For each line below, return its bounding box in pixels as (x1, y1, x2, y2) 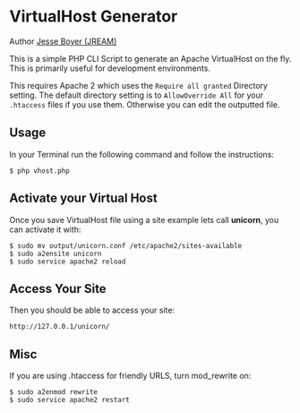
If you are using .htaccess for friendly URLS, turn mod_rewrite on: (9, 370, 252, 382)
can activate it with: (9, 224, 81, 235)
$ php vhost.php (9, 166, 70, 176)
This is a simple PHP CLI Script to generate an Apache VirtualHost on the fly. (9, 53, 292, 64)
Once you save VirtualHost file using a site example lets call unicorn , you (9, 214, 279, 225)
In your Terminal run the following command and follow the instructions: (9, 149, 275, 159)
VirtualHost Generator (9, 6, 178, 27)
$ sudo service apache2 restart (9, 396, 130, 405)
